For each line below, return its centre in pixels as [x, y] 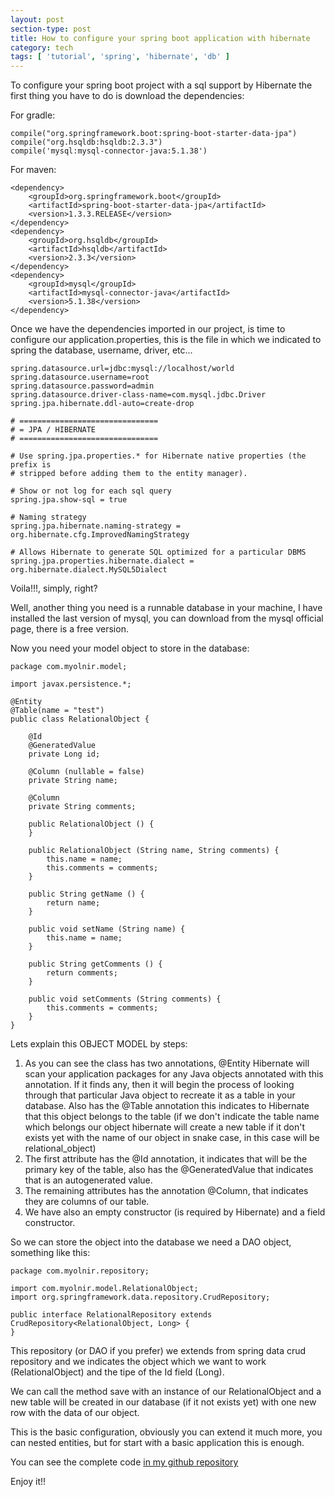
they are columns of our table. [87, 1202]
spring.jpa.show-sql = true [69, 500]
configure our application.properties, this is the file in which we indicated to [166, 340]
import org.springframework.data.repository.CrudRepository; [140, 1297]
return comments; [82, 973]
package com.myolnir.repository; [80, 1271]
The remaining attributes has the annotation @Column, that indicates [166, 1191]
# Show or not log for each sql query [91, 491]
